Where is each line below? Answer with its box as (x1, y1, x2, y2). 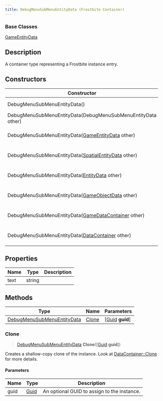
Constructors (5, 75, 47, 84)
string (26, 277, 40, 284)
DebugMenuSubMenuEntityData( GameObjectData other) (7, 192, 137, 199)
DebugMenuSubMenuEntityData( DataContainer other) (7, 232, 131, 238)
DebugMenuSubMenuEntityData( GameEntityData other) (7, 132, 135, 138)
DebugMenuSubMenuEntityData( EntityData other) (7, 172, 122, 179)
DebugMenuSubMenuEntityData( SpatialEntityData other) (7, 151, 137, 158)
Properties (5, 254, 38, 263)
